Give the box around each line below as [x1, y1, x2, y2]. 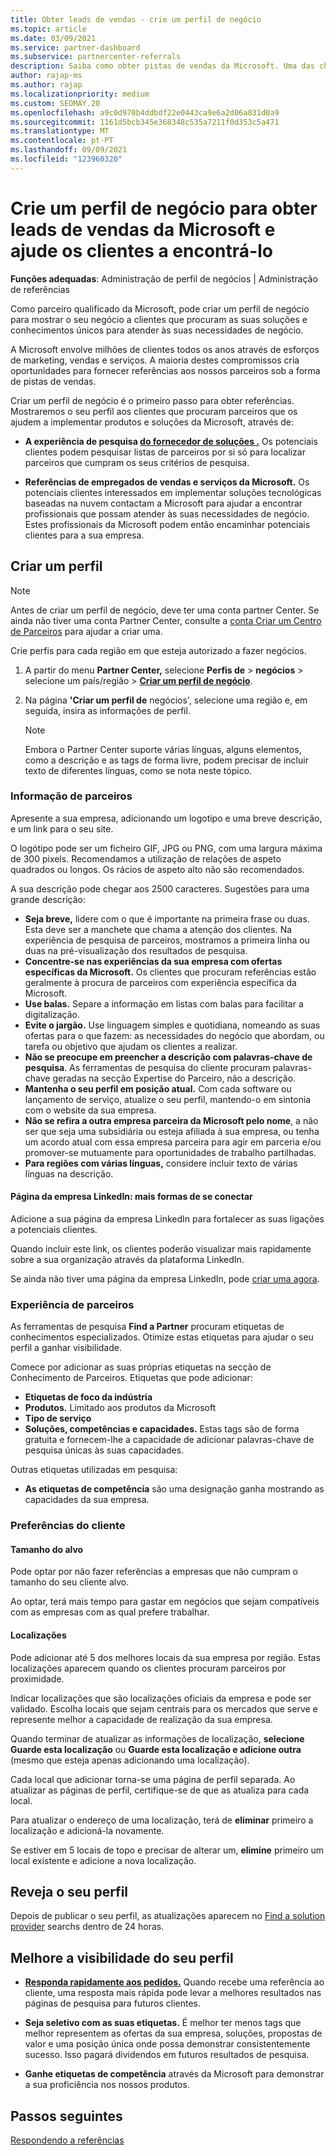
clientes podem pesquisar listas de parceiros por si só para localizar [24, 446, 306, 458]
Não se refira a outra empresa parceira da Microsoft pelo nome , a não [24, 1114, 319, 1126]
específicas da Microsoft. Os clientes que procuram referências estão [24, 966, 317, 978]
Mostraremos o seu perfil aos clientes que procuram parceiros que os [10, 405, 298, 417]
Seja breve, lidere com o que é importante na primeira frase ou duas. [24, 912, 310, 925]
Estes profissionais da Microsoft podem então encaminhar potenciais [24, 518, 311, 530]
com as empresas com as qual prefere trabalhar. [10, 1606, 210, 1618]
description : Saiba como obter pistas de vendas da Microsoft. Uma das [10, 61, 315, 71]
